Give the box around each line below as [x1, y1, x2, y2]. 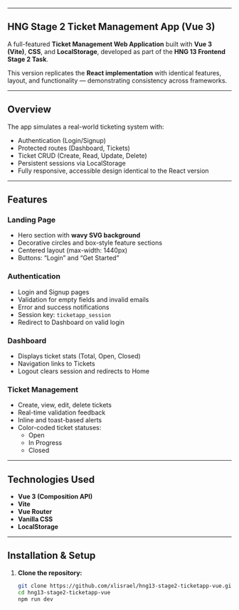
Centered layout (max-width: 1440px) [17, 246, 128, 255]
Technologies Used [7, 473, 95, 486]
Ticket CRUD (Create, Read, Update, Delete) [17, 151, 147, 160]
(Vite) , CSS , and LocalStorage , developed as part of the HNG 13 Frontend [7, 47, 226, 55]
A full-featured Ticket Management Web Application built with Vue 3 [7, 40, 212, 48]
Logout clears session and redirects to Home [17, 367, 150, 375]
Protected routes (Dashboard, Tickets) [17, 144, 130, 152]
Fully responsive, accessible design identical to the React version [17, 166, 209, 175]
